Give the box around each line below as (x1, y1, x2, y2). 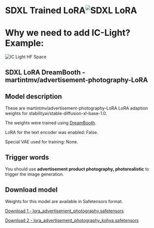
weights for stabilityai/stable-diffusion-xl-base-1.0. (5, 111, 108, 116)
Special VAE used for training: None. (5, 139, 78, 145)
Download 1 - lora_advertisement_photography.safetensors (5, 208, 124, 214)
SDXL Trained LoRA (5, 5, 86, 16)
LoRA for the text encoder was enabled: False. (5, 130, 99, 136)
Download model (5, 185, 58, 194)
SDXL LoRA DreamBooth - (5, 68, 86, 76)
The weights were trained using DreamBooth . (5, 120, 96, 126)
